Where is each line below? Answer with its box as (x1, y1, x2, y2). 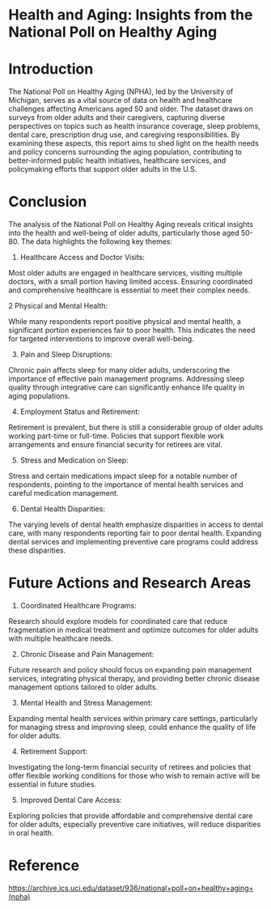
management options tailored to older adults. (8, 682, 159, 692)
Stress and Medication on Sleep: (19, 455, 129, 465)
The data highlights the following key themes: (21, 237, 172, 246)
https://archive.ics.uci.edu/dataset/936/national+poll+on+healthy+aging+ (8, 883, 254, 893)
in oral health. (8, 828, 54, 838)
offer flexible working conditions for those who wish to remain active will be (8, 771, 260, 780)
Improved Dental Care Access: (19, 796, 123, 804)
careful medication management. (8, 489, 119, 498)
